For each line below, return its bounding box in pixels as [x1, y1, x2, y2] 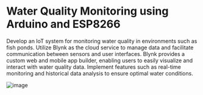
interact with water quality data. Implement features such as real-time [6, 63, 181, 71]
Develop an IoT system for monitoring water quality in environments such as [6, 37, 198, 44]
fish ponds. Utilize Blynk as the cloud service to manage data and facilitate [6, 44, 194, 51]
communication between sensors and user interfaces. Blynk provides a [6, 50, 185, 57]
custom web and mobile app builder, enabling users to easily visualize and [6, 57, 193, 64]
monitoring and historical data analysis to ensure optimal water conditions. [6, 69, 193, 77]
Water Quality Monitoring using [6, 4, 169, 18]
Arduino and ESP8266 [6, 17, 121, 31]
